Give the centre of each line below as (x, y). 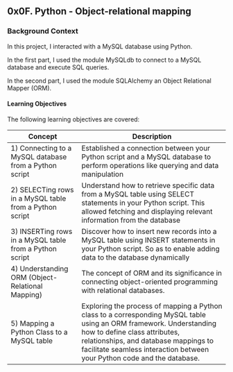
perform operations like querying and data (150, 165)
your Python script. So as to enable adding (150, 248)
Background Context (43, 31)
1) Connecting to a (41, 148)
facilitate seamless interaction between (145, 349)
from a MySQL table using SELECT (138, 194)
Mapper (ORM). (29, 88)
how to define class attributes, (131, 332)
